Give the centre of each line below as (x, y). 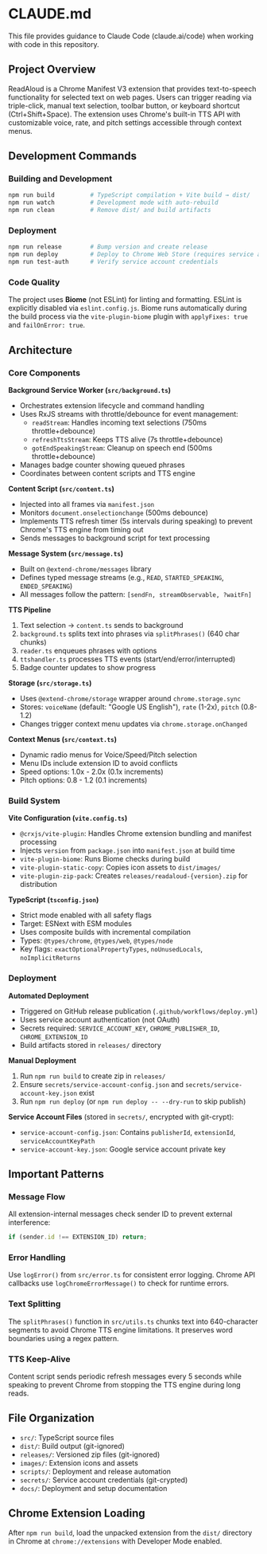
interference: (29, 1222)
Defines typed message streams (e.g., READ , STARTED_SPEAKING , (122, 577)
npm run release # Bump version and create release (108, 247)
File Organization (52, 1418)
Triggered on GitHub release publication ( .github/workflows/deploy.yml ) (139, 1011)
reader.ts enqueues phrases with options (88, 650)
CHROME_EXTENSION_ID (54, 1037)
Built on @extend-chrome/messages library (85, 569)
